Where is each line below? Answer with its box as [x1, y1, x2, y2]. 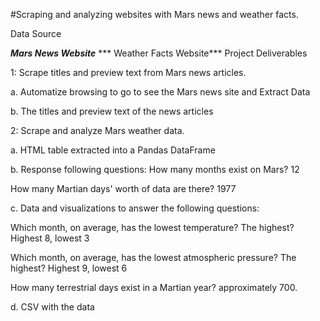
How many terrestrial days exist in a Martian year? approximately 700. [10, 282, 298, 293]
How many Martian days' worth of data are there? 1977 [10, 183, 237, 194]
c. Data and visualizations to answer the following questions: [10, 202, 260, 214]
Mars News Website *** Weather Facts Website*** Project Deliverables [10, 47, 308, 59]
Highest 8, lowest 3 [10, 232, 90, 244]
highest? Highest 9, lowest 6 [10, 262, 128, 274]
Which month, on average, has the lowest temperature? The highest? [10, 222, 295, 233]
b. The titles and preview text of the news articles [10, 105, 214, 117]
